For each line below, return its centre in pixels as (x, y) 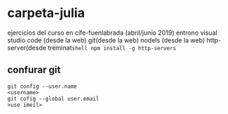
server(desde (27, 47)
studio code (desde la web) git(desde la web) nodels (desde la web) (106, 40)
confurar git (34, 70)
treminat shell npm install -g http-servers (112, 47)
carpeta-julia (46, 13)
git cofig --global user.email (53, 98)
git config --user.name (42, 86)
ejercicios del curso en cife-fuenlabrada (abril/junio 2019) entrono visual (112, 33)
